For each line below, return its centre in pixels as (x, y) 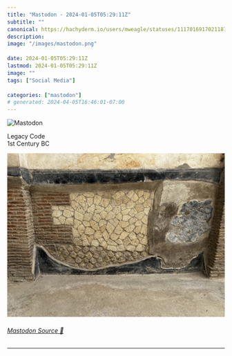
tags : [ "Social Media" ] (41, 80)
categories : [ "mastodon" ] (44, 95)
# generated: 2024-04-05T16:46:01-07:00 (66, 103)
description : (26, 37)
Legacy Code (26, 136)
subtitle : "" (26, 22)
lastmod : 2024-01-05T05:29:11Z (52, 66)
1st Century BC (28, 144)
